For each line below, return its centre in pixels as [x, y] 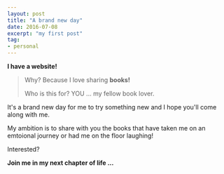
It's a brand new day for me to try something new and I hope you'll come [112, 107]
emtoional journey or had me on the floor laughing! [80, 135]
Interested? [23, 149]
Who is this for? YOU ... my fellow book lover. [89, 93]
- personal [23, 46]
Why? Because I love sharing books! [77, 80]
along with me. [29, 114]
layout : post [26, 14]
